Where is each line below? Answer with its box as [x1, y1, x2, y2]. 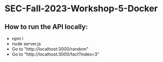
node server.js [11, 41, 41, 47]
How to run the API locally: [4, 23, 88, 31]
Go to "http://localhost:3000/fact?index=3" [11, 51, 100, 57]
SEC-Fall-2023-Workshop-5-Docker [4, 3, 158, 14]
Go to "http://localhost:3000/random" [11, 46, 89, 52]
